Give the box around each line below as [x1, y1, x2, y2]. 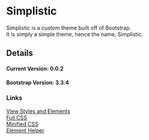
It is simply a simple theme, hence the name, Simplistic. [6, 30, 144, 37]
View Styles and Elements [6, 107, 71, 115]
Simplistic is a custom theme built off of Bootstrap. [6, 24, 132, 31]
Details [6, 48, 33, 59]
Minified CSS [6, 120, 39, 127]
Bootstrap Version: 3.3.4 [6, 78, 69, 86]
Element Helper [6, 127, 45, 134]
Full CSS [6, 113, 27, 121]
